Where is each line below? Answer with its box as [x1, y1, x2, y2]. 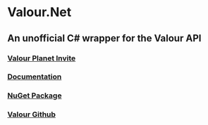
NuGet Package [7, 91, 62, 100]
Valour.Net [7, 4, 72, 20]
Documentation [7, 72, 62, 81]
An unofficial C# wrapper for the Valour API [7, 32, 202, 44]
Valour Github [7, 110, 56, 119]
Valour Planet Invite [7, 53, 76, 63]
